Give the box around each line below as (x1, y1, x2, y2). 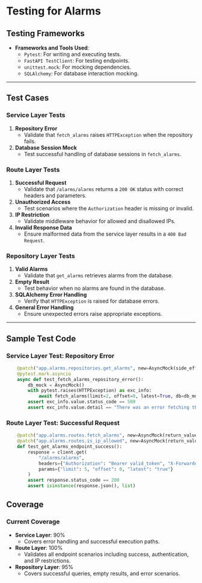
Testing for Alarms (6, 4, 101, 18)
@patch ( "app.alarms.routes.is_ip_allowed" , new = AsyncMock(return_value (17, 438, 200, 444)
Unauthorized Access (14, 198, 71, 206)
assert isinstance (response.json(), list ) (28, 483, 136, 489)
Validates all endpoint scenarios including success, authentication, (23, 550, 189, 558)
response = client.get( (28, 449, 87, 455)
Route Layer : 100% (14, 544, 63, 551)
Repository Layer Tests (6, 251, 75, 260)
